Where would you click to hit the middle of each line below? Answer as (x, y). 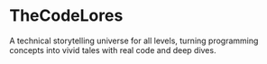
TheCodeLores (66, 16)
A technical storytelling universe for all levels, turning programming (134, 41)
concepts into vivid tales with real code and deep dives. (113, 50)
